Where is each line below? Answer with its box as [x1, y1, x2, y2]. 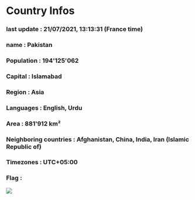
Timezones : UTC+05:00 [6, 158, 78, 167]
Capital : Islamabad [6, 72, 62, 80]
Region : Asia [6, 88, 45, 96]
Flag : [6, 174, 22, 182]
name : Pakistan [6, 41, 53, 49]
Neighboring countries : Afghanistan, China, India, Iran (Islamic [6, 135, 189, 143]
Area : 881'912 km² [6, 119, 61, 127]
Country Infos [6, 4, 75, 18]
